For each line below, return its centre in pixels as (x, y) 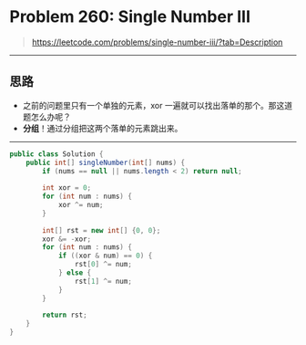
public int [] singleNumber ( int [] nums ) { (105, 162)
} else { (75, 273)
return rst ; (65, 315)
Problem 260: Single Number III (130, 17)
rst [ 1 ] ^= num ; (103, 281)
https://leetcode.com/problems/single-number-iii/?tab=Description (157, 42)
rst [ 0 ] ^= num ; (103, 265)
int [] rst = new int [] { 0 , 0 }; (102, 230)
